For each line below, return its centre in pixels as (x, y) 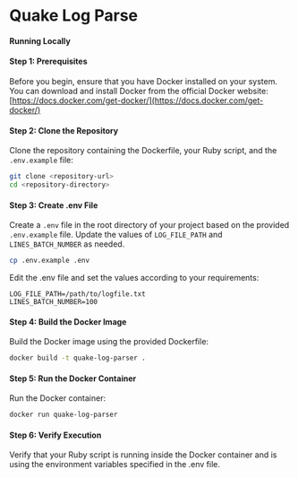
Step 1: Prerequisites (48, 61)
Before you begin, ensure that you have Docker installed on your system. (143, 81)
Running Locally (40, 40)
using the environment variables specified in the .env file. (115, 465)
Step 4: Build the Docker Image (68, 322)
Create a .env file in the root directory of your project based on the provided (149, 225)
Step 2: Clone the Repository (64, 130)
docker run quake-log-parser (64, 415)
